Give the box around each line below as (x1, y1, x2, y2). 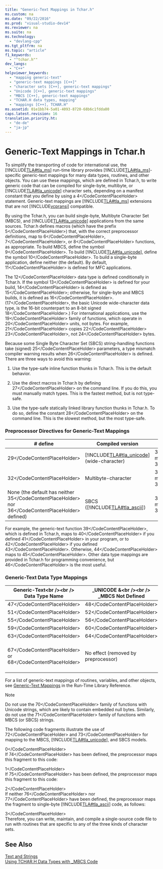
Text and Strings (5, 853, 38, 859)
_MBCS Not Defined (98, 593, 145, 599)
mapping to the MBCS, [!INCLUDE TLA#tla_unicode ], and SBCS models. (5, 736, 147, 742)
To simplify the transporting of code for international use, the (5, 162, 127, 168)
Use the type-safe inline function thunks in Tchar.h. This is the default (12, 366, 152, 371)
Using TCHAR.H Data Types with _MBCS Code (5, 858, 98, 864)
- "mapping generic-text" (9, 75, 62, 80)
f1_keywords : (5, 52, 32, 58)
